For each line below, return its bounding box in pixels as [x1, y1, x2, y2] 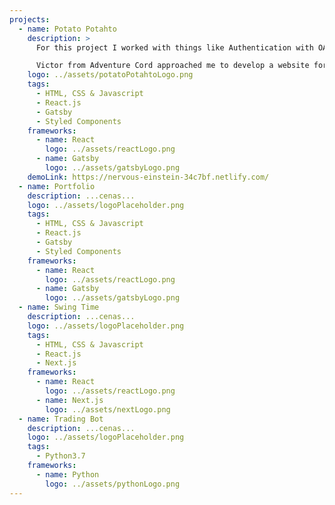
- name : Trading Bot [18, 414, 104, 424]
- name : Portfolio [18, 181, 96, 191]
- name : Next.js [35, 395, 104, 405]
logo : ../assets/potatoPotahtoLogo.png [27, 70, 194, 80]
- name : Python [35, 469, 100, 480]
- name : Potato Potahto [18, 24, 117, 34]
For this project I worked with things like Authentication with [35, 42, 314, 53]
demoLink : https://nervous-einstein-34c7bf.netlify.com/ [27, 172, 270, 182]
